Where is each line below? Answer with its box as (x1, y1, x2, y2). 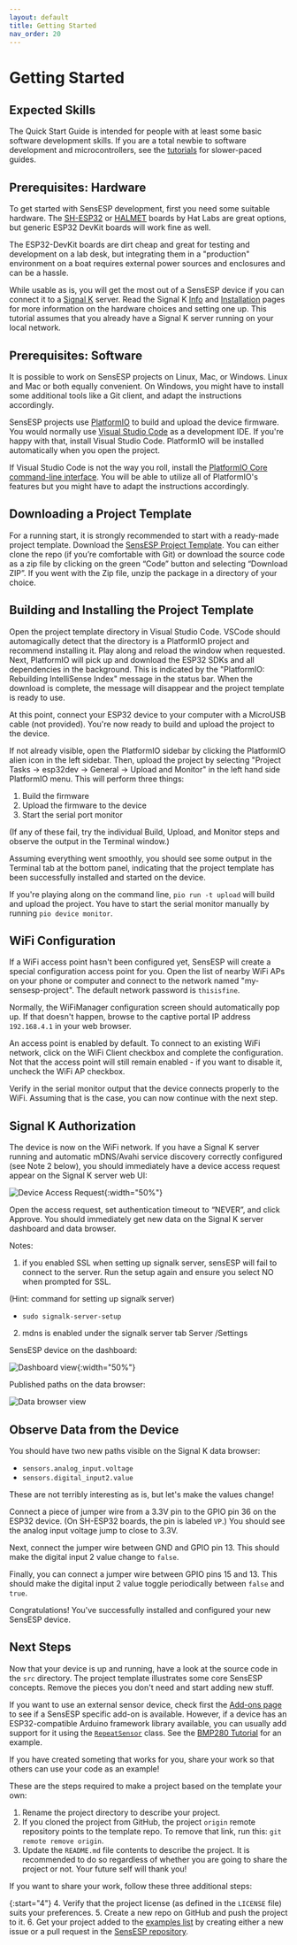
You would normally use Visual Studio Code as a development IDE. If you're (9, 427, 285, 436)
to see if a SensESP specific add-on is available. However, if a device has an (9, 1709, 287, 1719)
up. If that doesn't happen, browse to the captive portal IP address (9, 1011, 251, 1022)
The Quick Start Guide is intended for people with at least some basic (9, 126, 263, 137)
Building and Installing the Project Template (9, 603, 255, 618)
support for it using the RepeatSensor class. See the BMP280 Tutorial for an (9, 1727, 282, 1738)
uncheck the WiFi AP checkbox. (9, 1066, 126, 1077)
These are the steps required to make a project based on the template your (9, 1780, 283, 1791)
